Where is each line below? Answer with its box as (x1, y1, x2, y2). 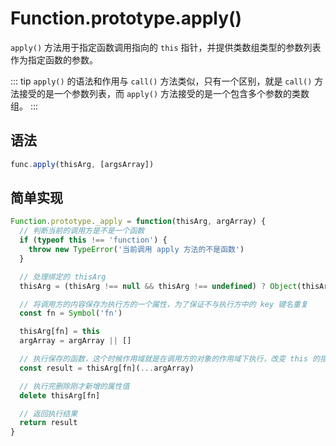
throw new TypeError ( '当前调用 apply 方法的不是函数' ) (28, 245, 245, 255)
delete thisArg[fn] (19, 390, 101, 401)
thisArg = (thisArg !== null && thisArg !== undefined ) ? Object (19, 281, 298, 291)
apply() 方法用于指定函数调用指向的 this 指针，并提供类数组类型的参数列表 (10, 41, 322, 53)
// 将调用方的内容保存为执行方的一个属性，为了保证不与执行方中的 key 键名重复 (19, 299, 308, 309)
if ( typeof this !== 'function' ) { (19, 235, 168, 246)
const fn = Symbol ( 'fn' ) (19, 308, 123, 319)
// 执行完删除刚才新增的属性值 (19, 381, 130, 391)
